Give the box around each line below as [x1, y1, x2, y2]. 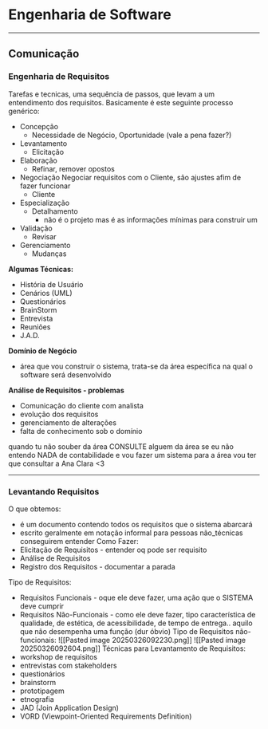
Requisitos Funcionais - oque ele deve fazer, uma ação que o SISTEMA [19, 593, 254, 602]
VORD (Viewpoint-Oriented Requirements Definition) [19, 711, 192, 721]
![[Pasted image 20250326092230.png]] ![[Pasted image [58, 635, 246, 644]
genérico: [8, 106, 40, 116]
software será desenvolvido [19, 369, 112, 380]
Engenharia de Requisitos [8, 71, 110, 82]
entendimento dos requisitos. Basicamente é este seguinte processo [8, 97, 234, 107]
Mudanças [31, 249, 67, 258]
